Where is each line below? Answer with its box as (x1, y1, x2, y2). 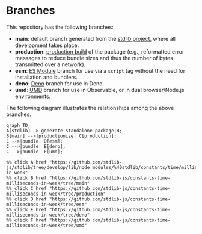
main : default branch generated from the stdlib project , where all (14, 35, 176, 42)
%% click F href (6, 217, 47, 223)
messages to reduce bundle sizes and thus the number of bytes (14, 54, 173, 61)
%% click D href (6, 196, 47, 202)
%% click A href (6, 159, 47, 165)
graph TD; (6, 122, 31, 128)
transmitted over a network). (14, 61, 86, 68)
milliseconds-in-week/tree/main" (6, 180, 90, 186)
